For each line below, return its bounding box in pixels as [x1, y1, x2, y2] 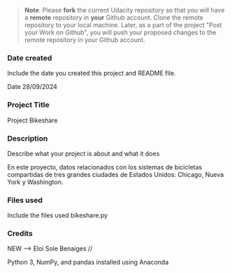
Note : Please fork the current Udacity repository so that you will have [24, 6, 225, 14]
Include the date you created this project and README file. [7, 69, 176, 78]
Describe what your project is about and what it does [7, 149, 160, 157]
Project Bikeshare [7, 115, 58, 125]
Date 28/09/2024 [7, 83, 58, 91]
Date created [7, 52, 52, 62]
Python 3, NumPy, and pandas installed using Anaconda [7, 258, 169, 267]
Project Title [7, 100, 50, 110]
